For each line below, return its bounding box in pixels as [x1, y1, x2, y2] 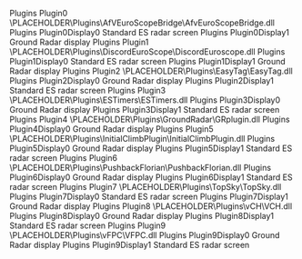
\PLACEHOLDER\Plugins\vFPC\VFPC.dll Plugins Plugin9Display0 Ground [9, 230, 280, 240]
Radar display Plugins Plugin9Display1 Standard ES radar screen [9, 240, 250, 250]
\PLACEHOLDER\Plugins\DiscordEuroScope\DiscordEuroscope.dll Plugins [9, 46, 286, 57]
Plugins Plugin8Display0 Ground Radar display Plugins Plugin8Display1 [9, 211, 275, 221]
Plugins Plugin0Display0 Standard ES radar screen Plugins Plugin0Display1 [9, 27, 289, 37]
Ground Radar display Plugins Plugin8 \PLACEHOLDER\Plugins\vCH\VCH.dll [9, 201, 293, 212]
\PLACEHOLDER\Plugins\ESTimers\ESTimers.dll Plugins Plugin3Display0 [9, 95, 281, 105]
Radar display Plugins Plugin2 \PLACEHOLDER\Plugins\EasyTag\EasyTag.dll [9, 65, 293, 76]
